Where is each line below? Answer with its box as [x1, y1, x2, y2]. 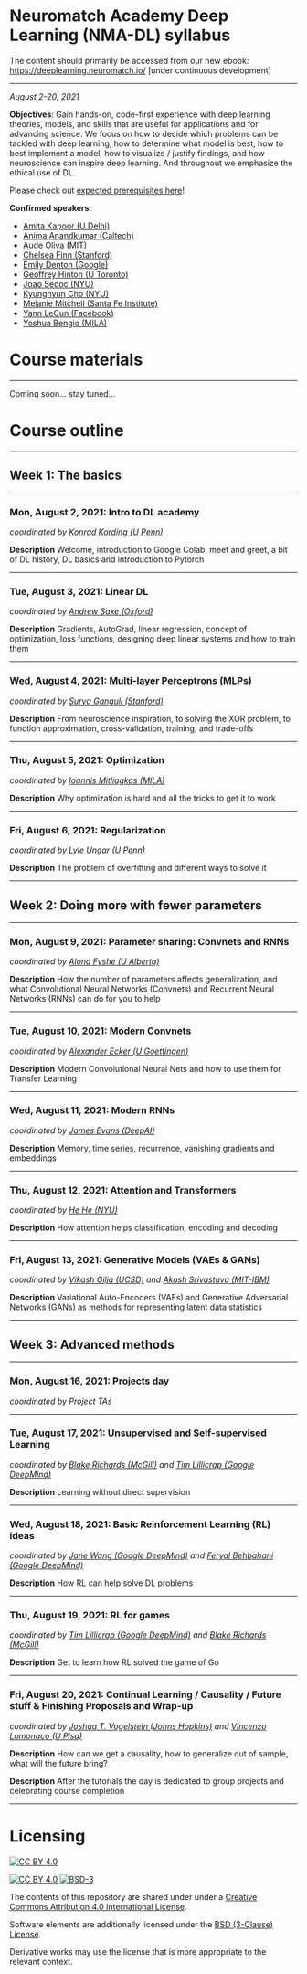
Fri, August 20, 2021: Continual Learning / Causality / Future [9, 1688, 281, 1701]
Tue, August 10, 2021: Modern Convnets [9, 1024, 192, 1037]
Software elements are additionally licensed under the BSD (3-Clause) [9, 1918, 274, 1929]
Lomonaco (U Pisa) [9, 1730, 83, 1741]
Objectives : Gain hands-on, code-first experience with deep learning [9, 109, 271, 120]
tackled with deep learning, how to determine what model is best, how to [9, 138, 284, 149]
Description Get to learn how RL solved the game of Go [9, 1657, 219, 1668]
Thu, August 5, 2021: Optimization [9, 754, 164, 767]
